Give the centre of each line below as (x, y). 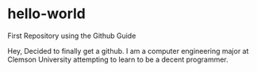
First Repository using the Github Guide (72, 36)
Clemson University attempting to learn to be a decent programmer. (118, 59)
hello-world (47, 14)
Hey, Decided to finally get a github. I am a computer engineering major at (128, 51)
